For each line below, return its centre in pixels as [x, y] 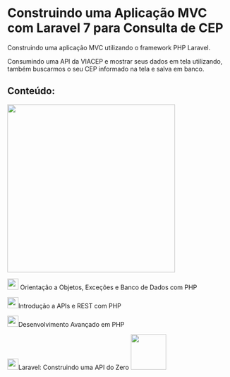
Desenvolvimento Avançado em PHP [72, 324]
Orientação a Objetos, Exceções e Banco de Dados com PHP [109, 287]
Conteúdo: [31, 91]
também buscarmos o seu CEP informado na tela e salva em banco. [106, 69]
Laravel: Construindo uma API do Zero [74, 367]
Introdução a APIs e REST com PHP [70, 306]
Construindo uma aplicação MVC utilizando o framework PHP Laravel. [109, 47]
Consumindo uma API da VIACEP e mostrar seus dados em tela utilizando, [115, 61]
